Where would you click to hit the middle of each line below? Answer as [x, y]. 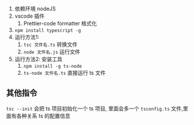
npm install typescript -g [48, 31]
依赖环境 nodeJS [35, 9]
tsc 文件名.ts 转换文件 [50, 44]
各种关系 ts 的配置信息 [43, 116]
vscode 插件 [30, 16]
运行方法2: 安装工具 [39, 59]
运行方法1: [27, 37]
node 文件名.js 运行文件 [52, 52]
